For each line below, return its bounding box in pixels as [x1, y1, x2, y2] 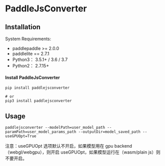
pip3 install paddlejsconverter [5, 99, 72, 104]
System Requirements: [5, 36, 52, 42]
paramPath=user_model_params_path [5, 129, 77, 134]
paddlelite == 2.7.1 [12, 51, 50, 56]
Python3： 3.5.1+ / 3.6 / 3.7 [12, 56, 68, 62]
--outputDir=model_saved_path [78, 129, 141, 134]
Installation [5, 23, 41, 31]
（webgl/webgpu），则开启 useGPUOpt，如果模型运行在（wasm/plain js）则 [5, 149, 161, 155]
